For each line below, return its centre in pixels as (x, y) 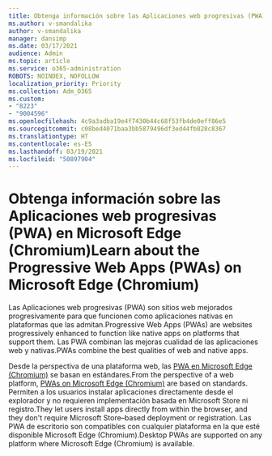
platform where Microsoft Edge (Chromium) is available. (102, 444)
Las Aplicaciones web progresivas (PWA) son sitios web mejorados (121, 308)
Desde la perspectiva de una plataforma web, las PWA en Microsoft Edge (130, 366)
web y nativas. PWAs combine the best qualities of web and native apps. (128, 351)
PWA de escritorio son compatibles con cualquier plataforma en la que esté (134, 427)
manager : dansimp (38, 38)
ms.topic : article (39, 62)
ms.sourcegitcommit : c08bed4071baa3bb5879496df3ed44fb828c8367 (117, 129)
